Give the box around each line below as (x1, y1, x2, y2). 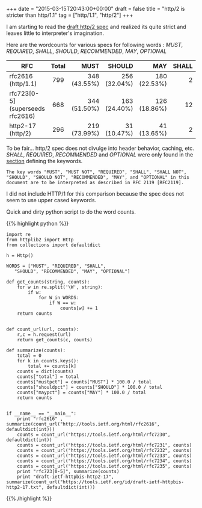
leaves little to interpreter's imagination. (6, 29, 104, 37)
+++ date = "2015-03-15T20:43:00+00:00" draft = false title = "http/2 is (6, 5, 185, 12)
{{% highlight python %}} (6, 220, 69, 227)
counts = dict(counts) (17, 368, 74, 374)
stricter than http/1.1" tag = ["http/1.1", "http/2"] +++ (6, 11, 133, 19)
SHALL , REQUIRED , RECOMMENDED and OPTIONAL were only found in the (6, 151, 194, 158)
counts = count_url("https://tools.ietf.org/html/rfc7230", (17, 432, 171, 438)
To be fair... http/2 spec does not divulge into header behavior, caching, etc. (6, 144, 194, 152)
